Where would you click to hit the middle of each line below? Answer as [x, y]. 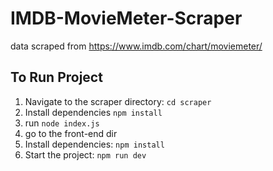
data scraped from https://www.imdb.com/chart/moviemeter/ [136, 46]
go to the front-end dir [71, 133]
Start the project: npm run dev [85, 154]
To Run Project [56, 77]
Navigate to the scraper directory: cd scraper [118, 101]
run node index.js [62, 123]
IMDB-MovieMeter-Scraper [126, 18]
